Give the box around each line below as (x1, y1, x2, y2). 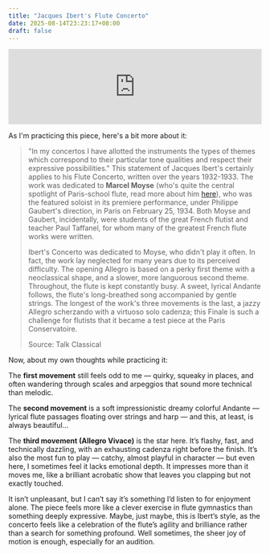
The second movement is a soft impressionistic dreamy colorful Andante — (8, 403, 260, 413)
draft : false (8, 26, 52, 35)
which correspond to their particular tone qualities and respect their (27, 155, 252, 165)
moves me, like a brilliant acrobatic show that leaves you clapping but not (8, 470, 252, 480)
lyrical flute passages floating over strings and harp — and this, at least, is (8, 412, 254, 422)
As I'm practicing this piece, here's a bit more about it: (8, 131, 187, 141)
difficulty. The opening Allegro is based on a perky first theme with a (27, 264, 256, 274)
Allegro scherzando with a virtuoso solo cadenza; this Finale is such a (27, 307, 260, 317)
